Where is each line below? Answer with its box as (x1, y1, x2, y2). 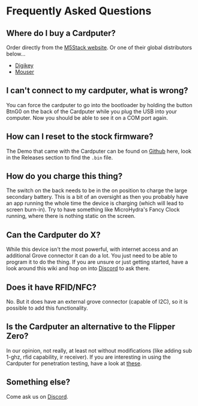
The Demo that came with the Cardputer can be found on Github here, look (6, 147, 192, 154)
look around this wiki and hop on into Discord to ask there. (6, 265, 151, 272)
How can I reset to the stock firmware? (6, 132, 154, 142)
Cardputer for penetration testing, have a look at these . (6, 359, 142, 366)
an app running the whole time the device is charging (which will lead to (6, 199, 184, 207)
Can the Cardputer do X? (6, 229, 101, 240)
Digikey (14, 62, 34, 69)
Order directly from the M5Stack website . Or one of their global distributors (6, 44, 192, 51)
